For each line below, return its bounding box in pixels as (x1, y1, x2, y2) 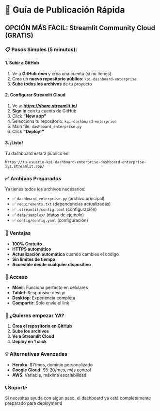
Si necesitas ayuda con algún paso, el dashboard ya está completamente (5, 395, 151, 401)
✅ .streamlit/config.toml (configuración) (12, 206, 97, 212)
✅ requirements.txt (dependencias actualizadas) (12, 201, 111, 207)
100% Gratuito (12, 241, 42, 247)
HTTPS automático (12, 246, 51, 252)
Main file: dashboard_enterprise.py (12, 123, 82, 129)
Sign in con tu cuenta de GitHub (12, 108, 77, 113)
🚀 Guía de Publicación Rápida (5, 4, 125, 16)
